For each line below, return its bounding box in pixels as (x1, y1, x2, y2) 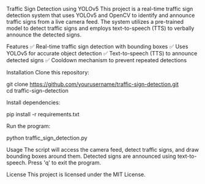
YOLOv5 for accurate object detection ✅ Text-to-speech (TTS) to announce (6, 50, 198, 57)
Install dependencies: (6, 99, 61, 106)
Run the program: (6, 122, 51, 130)
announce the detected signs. (6, 31, 81, 38)
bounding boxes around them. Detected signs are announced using (6, 152, 176, 160)
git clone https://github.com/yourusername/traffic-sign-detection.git (6, 80, 179, 88)
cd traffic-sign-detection (6, 87, 69, 94)
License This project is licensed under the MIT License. (6, 171, 146, 178)
